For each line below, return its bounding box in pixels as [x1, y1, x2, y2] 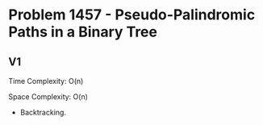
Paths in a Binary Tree [8, 23, 157, 41]
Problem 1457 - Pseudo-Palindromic [8, 6, 256, 24]
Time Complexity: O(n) [8, 77, 84, 85]
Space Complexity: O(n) [8, 92, 89, 102]
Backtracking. [19, 107, 67, 117]
